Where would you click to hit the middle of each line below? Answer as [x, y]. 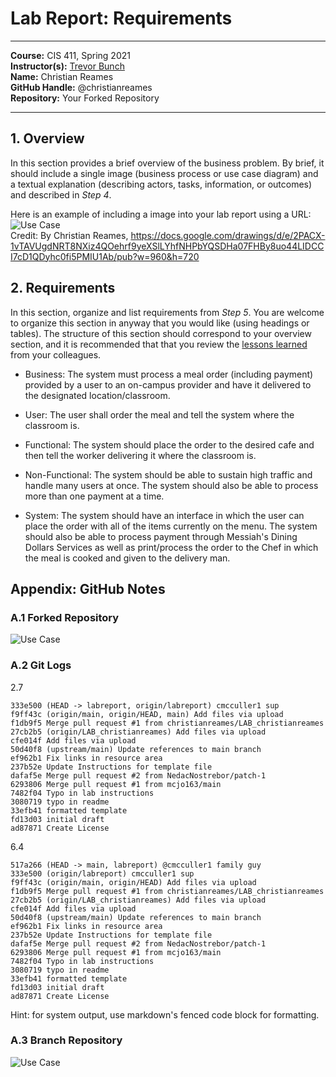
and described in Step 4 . [61, 194]
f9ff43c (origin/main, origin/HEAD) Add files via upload [133, 882]
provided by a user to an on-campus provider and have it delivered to [168, 384]
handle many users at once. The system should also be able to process [171, 485]
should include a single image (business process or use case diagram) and [164, 173]
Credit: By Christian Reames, [69, 235]
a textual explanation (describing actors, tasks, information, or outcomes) [161, 184]
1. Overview [47, 138]
